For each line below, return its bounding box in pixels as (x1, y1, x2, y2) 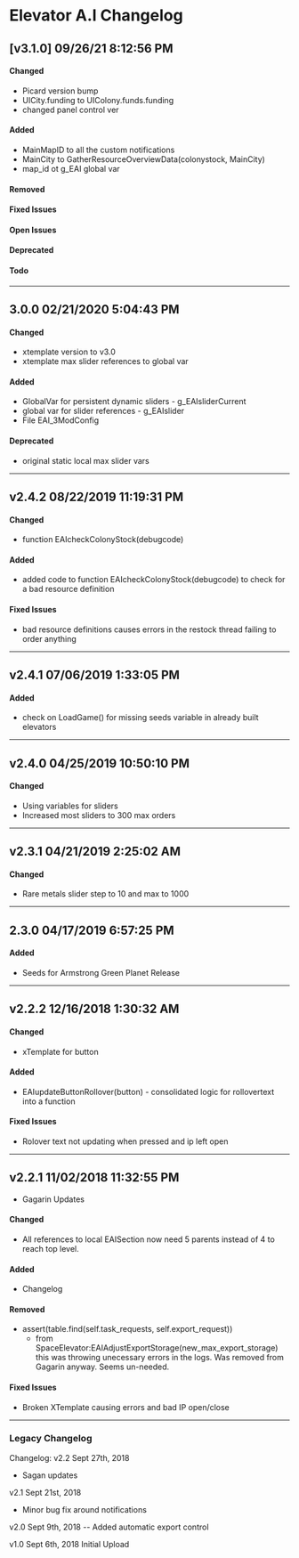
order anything (21, 633, 77, 644)
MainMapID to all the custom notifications (21, 144, 175, 155)
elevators (21, 722, 57, 733)
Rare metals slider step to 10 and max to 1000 (21, 889, 190, 899)
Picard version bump (21, 85, 99, 96)
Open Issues (9, 224, 57, 235)
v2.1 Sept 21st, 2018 (9, 1487, 82, 1497)
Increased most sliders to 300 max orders (21, 809, 176, 820)
